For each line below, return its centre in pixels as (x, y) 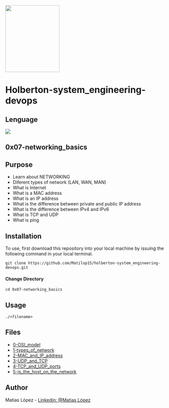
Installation (23, 236)
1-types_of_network (33, 350)
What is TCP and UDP (35, 215)
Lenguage (22, 119)
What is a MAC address (37, 193)
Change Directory (25, 279)
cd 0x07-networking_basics (34, 289)
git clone (16, 263)
